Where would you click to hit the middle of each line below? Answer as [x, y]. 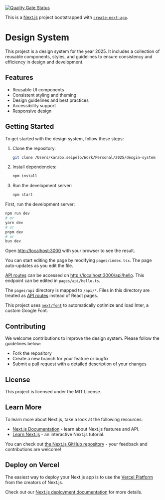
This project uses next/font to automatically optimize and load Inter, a [77, 305]
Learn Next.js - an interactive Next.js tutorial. [58, 434]
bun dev [13, 241]
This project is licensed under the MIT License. [53, 391]
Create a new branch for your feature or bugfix [60, 359]
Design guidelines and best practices [50, 100]
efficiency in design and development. [44, 62]
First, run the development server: [40, 204]
